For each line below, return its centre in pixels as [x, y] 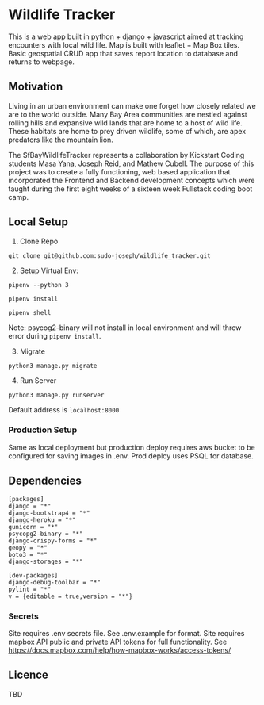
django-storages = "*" [46, 561]
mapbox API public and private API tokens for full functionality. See [118, 642]
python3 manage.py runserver [56, 395]
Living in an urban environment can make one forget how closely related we [132, 105]
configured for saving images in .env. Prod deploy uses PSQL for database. [131, 456]
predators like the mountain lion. [61, 140]
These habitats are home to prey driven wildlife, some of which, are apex [127, 131]
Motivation [36, 87]
